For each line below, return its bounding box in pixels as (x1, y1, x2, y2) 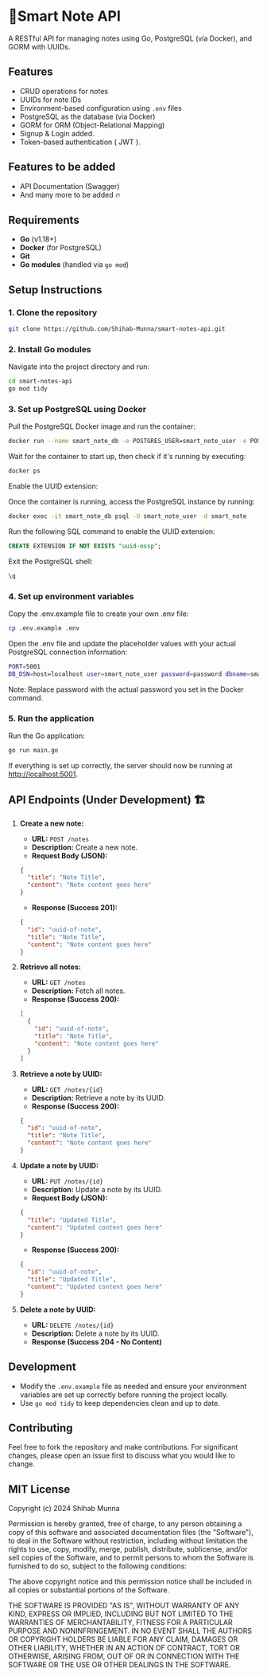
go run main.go (8, 746, 59, 754)
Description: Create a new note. (31, 842, 137, 852)
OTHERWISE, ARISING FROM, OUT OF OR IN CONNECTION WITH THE (8, 1651, 240, 1661)
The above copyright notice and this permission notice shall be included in (8, 1577, 252, 1587)
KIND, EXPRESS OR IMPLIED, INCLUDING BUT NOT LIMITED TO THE (8, 1609, 234, 1619)
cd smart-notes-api (8, 378, 73, 386)
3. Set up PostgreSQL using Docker (8, 403, 147, 414)
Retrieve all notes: (19, 962, 81, 971)
